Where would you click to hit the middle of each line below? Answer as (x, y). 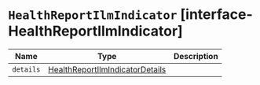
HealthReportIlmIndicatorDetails (107, 69)
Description (196, 56)
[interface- (216, 15)
